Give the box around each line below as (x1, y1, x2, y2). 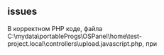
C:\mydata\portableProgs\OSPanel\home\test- (7, 32, 142, 40)
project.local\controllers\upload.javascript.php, (7, 39, 144, 48)
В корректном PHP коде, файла (7, 24, 103, 32)
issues (7, 6, 38, 18)
